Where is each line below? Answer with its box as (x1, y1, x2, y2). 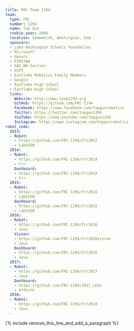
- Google (10, 77, 28, 82)
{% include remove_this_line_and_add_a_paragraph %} (5, 320, 119, 326)
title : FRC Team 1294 (5, 7, 51, 13)
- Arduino (14, 287, 35, 293)
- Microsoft (10, 49, 35, 54)
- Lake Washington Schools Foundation (10, 45, 91, 50)
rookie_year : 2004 (10, 31, 49, 36)
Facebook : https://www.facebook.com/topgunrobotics (14, 105, 124, 111)
